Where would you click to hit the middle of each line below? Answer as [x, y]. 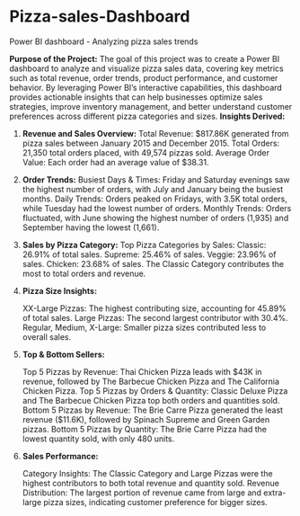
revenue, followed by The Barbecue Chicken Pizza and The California [151, 381]
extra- [275, 493]
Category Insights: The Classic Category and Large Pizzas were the [147, 473]
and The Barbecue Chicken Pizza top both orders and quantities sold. [151, 400]
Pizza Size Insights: [59, 290]
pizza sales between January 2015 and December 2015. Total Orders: [151, 143]
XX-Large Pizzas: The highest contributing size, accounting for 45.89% [154, 308]
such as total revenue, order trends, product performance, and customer [144, 77]
